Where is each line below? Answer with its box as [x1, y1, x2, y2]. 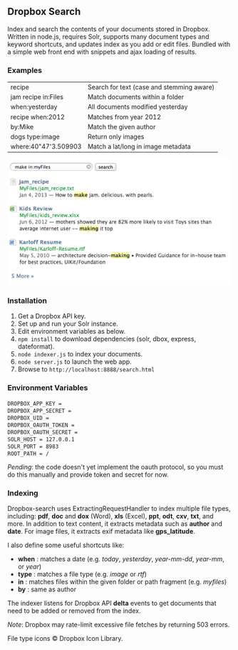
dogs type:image [10, 132, 61, 141]
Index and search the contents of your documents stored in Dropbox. [7, 24, 210, 33]
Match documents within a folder [88, 93, 185, 101]
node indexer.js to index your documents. [17, 350, 143, 359]
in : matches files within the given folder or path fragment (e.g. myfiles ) [17, 577, 227, 586]
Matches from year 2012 [88, 112, 162, 121]
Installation [7, 296, 48, 306]
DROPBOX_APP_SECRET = [7, 407, 72, 414]
